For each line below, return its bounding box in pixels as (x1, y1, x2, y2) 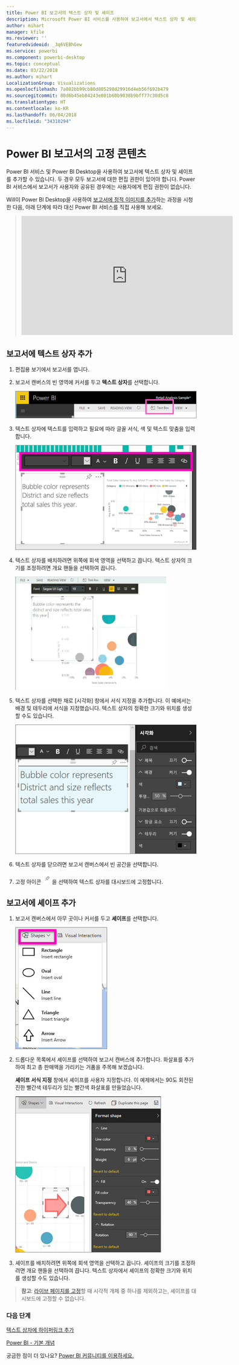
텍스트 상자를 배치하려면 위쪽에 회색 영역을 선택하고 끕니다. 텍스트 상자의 (14, 557, 186, 564)
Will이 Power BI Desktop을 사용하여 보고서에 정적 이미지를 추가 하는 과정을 (6, 196, 182, 203)
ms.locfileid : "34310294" (6, 118, 71, 124)
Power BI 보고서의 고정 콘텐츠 (6, 147, 147, 160)
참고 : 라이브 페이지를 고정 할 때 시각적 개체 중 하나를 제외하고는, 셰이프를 (21, 1287, 190, 1294)
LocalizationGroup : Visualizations (6, 80, 96, 86)
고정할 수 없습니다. (42, 1295, 86, 1302)
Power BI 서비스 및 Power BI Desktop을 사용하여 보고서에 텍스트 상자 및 (6, 168, 177, 175)
